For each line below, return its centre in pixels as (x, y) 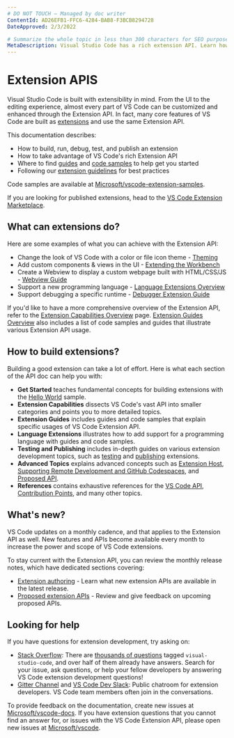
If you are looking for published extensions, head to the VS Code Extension (115, 198)
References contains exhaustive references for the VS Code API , (110, 485)
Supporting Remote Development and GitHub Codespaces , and (108, 471)
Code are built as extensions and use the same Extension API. (96, 122)
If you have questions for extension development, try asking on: (99, 642)
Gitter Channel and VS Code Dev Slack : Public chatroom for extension (118, 685)
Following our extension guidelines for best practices (93, 171)
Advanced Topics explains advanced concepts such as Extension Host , (120, 463)
